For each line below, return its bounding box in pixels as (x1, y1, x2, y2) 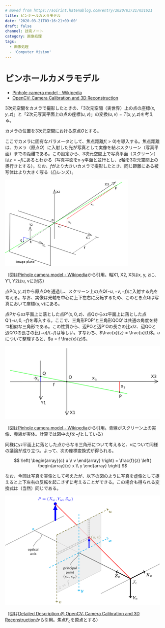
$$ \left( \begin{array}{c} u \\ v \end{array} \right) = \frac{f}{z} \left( (14, 457, 151, 463)
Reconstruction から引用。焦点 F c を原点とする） (5, 617, 101, 624)
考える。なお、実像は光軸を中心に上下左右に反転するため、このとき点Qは (5, 294, 155, 300)
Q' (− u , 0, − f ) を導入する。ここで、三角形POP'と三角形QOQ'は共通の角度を (5, 317, 154, 323)
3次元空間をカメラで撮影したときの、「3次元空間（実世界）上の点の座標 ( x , (5, 105, 156, 111)
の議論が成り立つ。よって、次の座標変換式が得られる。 (5, 448, 116, 454)
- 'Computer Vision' (9, 49, 52, 54)
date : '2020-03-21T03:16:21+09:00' (5, 18, 78, 23)
